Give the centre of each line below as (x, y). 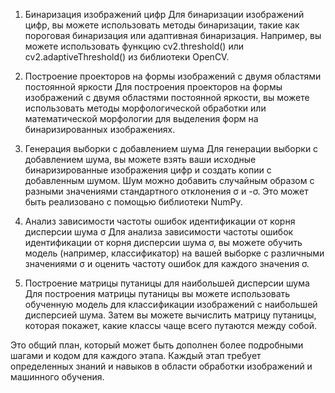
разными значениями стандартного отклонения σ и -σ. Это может (166, 191)
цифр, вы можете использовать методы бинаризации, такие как (162, 25)
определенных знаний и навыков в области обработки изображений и (161, 366)
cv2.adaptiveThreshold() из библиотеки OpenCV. (127, 57)
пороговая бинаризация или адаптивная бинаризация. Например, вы (173, 35)
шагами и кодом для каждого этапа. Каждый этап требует (136, 355)
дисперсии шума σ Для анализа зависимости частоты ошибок (159, 232)
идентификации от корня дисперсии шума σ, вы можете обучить (163, 242)
